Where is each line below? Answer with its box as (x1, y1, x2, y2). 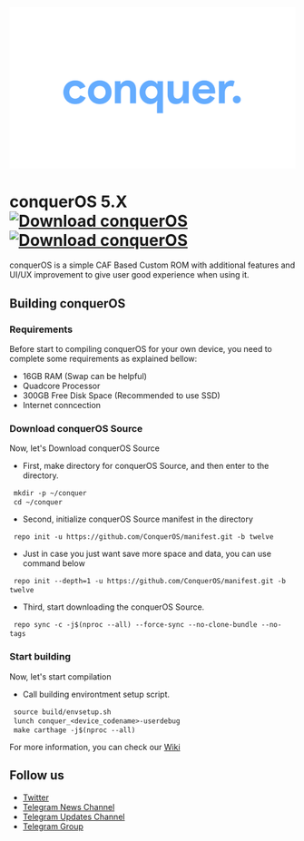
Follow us (9, 768, 65, 783)
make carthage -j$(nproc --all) (13, 725, 136, 735)
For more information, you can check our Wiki (9, 741, 181, 752)
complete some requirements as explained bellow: (9, 353, 198, 365)
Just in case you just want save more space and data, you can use (22, 548, 272, 560)
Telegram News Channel (22, 801, 115, 812)
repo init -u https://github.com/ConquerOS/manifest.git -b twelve (13, 533, 274, 542)
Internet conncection (22, 400, 102, 411)
